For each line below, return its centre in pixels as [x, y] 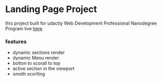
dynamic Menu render [36, 58]
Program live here [24, 28]
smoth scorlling [29, 74]
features [16, 41]
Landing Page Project [51, 9]
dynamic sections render [39, 53]
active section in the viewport [43, 68]
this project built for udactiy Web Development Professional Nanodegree [81, 23]
